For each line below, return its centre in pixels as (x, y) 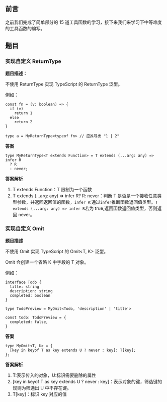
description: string (31, 291)
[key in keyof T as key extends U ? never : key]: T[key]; (73, 350)
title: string (24, 287)
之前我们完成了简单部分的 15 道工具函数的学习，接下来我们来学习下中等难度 (83, 22)
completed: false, (29, 322)
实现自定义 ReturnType (33, 61)
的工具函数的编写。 (25, 28)
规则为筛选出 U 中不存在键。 (42, 388)
